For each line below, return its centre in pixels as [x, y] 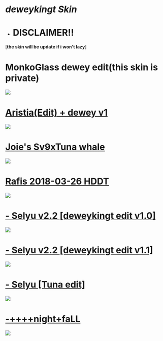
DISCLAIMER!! [43, 33]
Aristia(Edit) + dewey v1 [57, 113]
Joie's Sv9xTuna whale [55, 147]
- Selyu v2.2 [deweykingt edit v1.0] [80, 216]
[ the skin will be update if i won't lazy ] [46, 47]
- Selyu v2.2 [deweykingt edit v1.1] [79, 250]
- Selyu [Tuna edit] [45, 284]
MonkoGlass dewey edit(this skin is [82, 68]
